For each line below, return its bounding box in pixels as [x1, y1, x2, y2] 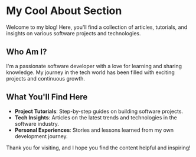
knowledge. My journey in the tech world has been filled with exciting [6, 69, 175, 76]
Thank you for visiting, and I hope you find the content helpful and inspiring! [6, 144, 191, 151]
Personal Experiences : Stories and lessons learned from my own [14, 126, 174, 133]
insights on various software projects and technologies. [6, 29, 141, 36]
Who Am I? [6, 47, 47, 57]
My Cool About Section [6, 4, 122, 18]
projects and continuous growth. [6, 75, 86, 82]
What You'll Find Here [6, 92, 88, 102]
